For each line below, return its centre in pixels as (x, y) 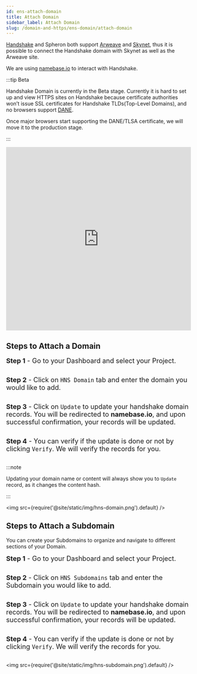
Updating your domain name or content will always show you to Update (91, 478)
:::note (14, 467)
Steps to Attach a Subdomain (60, 526)
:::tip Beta (18, 80)
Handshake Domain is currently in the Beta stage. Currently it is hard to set (96, 91)
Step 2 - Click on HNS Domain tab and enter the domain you (97, 380)
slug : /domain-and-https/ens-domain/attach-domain (69, 28)
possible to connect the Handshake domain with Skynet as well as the (90, 51)
